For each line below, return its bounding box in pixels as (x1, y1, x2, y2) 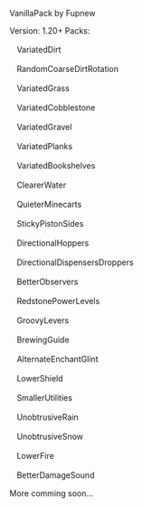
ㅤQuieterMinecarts (9, 199, 82, 209)
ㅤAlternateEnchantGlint (9, 354, 99, 364)
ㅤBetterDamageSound (9, 470, 95, 481)
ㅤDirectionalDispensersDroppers (9, 257, 134, 268)
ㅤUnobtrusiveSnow (9, 432, 84, 442)
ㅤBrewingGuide (9, 334, 70, 345)
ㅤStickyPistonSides (9, 218, 84, 229)
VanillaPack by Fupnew (9, 8, 96, 18)
